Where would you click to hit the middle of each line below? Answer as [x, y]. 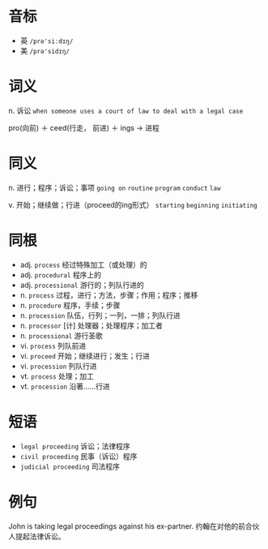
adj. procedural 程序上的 [61, 274]
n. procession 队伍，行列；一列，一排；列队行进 [100, 315]
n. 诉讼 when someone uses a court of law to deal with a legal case [126, 110]
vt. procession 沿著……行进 [65, 386]
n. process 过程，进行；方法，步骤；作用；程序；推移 [109, 295]
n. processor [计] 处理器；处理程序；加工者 [91, 325]
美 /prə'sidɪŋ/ [45, 50]
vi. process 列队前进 [53, 345]
